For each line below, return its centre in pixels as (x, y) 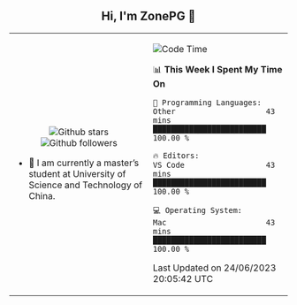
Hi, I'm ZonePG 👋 (148, 16)
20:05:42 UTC (183, 278)
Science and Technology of (86, 185)
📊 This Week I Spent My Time (218, 69)
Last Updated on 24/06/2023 (215, 268)
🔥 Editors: (176, 155)
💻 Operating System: (198, 210)
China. (42, 195)
